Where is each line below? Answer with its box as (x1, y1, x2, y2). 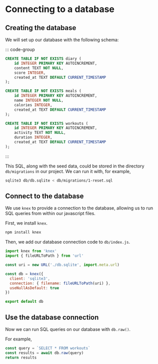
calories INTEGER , (14, 102, 52, 107)
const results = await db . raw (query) (5, 350, 84, 355)
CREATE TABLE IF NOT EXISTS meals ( (5, 89, 81, 94)
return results (5, 355, 37, 360)
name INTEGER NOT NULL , (14, 98, 64, 103)
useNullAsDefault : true (9, 285, 59, 290)
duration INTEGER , (14, 135, 52, 140)
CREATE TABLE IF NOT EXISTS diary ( (5, 56, 81, 61)
